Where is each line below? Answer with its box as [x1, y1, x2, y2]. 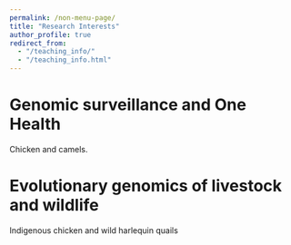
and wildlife [9, 195, 99, 216]
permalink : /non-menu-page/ [9, 13, 116, 23]
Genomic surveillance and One [9, 94, 247, 115]
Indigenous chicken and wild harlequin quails [9, 224, 179, 236]
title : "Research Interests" [9, 22, 120, 31]
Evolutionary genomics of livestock [9, 176, 283, 196]
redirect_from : [9, 38, 67, 48]
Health [9, 114, 61, 134]
